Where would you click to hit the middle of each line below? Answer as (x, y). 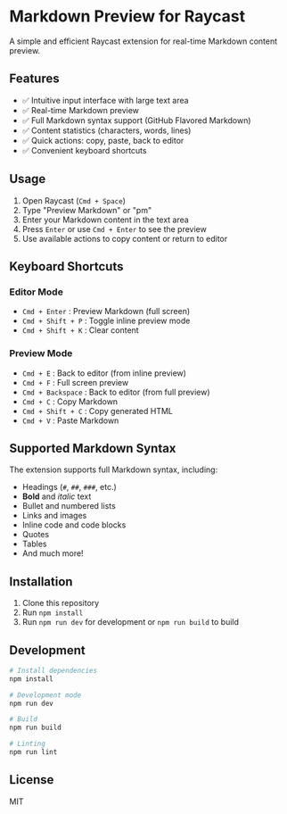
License (32, 780)
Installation (41, 581)
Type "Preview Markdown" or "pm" (87, 210)
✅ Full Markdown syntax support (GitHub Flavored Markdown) (136, 120)
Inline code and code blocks (74, 525)
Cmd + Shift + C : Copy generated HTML (98, 411)
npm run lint (33, 752)
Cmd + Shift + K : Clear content (81, 330)
